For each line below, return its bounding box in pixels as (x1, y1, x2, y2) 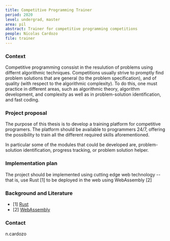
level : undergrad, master (5, 17, 60, 22)
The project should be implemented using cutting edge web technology (5, 171, 155, 177)
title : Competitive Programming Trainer (5, 7, 93, 13)
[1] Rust (12, 201, 29, 207)
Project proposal (5, 110, 47, 117)
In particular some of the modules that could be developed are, (5, 142, 137, 148)
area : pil (5, 21, 26, 27)
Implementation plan (5, 160, 58, 167)
